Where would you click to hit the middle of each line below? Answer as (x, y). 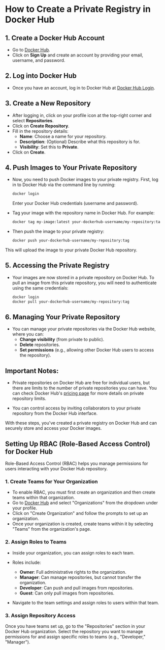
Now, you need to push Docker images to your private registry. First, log (85, 180)
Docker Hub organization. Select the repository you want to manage (74, 631)
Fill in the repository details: (40, 131)
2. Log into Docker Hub (41, 76)
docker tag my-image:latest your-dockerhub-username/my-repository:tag (87, 222)
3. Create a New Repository (48, 103)
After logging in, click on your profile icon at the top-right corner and (82, 115)
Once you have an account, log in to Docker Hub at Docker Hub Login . (83, 88)
